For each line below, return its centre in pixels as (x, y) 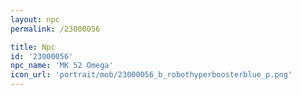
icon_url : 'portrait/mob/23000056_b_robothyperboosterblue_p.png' (151, 75)
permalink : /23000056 (55, 29)
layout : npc (35, 19)
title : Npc (33, 47)
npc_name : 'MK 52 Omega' (62, 66)
